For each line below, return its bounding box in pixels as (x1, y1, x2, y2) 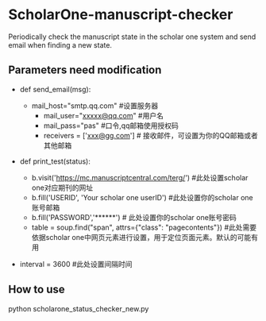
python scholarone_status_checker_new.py (8, 304, 149, 313)
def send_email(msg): (19, 84, 91, 94)
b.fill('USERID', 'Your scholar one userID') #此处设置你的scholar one (31, 192, 253, 202)
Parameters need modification (8, 64, 162, 77)
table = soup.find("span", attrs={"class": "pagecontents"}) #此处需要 (31, 222, 257, 232)
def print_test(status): (19, 157, 91, 166)
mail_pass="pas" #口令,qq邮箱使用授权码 (43, 121, 179, 130)
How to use (8, 283, 65, 296)
